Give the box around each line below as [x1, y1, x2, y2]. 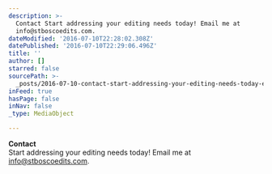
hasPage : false [8, 95, 60, 103]
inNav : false [8, 102, 53, 110]
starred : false [8, 65, 60, 73]
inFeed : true [8, 87, 53, 95]
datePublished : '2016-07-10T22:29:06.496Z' [8, 42, 158, 50]
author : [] [8, 57, 45, 66]
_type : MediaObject [8, 110, 74, 118]
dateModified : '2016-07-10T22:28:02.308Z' [8, 34, 154, 43]
